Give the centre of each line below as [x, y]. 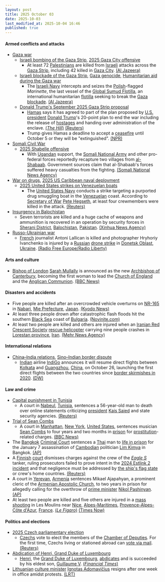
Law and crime [20, 389]
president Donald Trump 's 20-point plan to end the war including [93, 118]
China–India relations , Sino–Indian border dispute [62, 357]
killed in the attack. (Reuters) [56, 206]
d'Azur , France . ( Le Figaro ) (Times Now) [64, 510]
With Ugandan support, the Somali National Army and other [87, 154]
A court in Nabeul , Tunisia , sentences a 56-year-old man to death [86, 406]
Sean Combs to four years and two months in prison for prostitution [88, 432]
